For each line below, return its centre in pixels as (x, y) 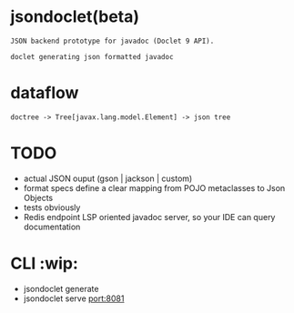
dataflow (45, 93)
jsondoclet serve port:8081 (74, 298)
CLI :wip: (44, 263)
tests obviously (52, 207)
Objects (38, 197)
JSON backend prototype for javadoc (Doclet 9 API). (112, 41)
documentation (52, 227)
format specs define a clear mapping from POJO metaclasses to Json (154, 187)
